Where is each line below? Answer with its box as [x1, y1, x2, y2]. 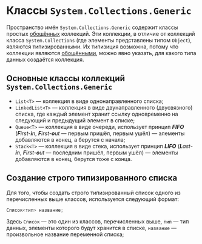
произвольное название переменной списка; [6, 231, 124, 238]
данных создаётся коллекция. [6, 56, 84, 63]
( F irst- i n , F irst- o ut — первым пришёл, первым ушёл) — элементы [15, 130, 185, 137]
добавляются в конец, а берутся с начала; [15, 136, 126, 143]
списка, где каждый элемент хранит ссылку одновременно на [15, 110, 178, 117]
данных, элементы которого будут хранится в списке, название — [6, 225, 177, 232]
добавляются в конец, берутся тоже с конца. [15, 155, 132, 162]
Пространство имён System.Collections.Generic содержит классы [6, 24, 178, 31]
